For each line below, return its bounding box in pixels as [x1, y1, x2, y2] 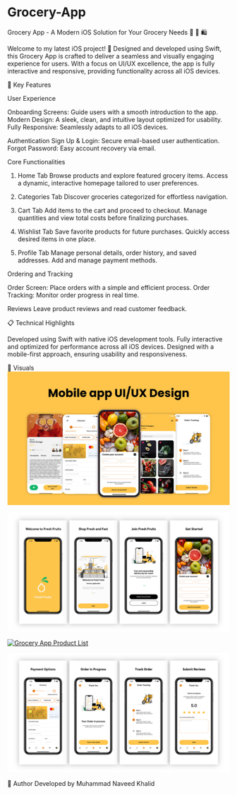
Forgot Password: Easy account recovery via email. [7, 144, 157, 152]
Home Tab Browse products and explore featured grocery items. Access [17, 171, 229, 180]
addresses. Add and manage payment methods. [17, 255, 157, 265]
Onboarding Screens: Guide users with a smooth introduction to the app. [7, 107, 219, 116]
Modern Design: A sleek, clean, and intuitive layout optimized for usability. [7, 115, 223, 123]
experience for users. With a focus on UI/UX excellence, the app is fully [7, 59, 215, 68]
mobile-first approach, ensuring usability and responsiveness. [7, 350, 188, 358]
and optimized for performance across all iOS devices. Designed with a [7, 342, 214, 351]
